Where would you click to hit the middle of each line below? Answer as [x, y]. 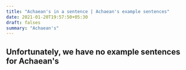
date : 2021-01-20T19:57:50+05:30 [47, 17]
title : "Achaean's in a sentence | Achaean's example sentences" [88, 11]
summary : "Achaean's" [33, 28]
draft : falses [24, 22]
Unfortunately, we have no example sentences [93, 51]
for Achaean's [33, 61]
